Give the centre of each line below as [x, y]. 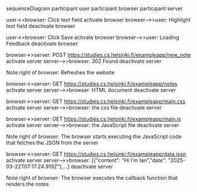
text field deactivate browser [41, 26]
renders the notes [28, 184]
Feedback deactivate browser [42, 44]
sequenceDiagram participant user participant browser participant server [94, 8]
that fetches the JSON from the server [52, 143]
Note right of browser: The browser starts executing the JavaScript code [94, 136]
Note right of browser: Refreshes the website [60, 72]
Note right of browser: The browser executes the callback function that [92, 178]
